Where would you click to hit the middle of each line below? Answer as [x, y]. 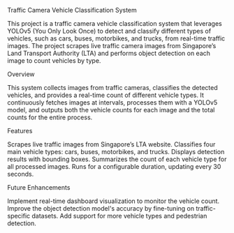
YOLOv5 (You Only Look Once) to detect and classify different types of [109, 31]
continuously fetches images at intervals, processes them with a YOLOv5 [112, 103]
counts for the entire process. [50, 117]
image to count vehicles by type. [54, 61]
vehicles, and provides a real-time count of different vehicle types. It [105, 95]
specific [19, 216]
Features [20, 131]
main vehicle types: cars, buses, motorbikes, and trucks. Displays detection [116, 152]
